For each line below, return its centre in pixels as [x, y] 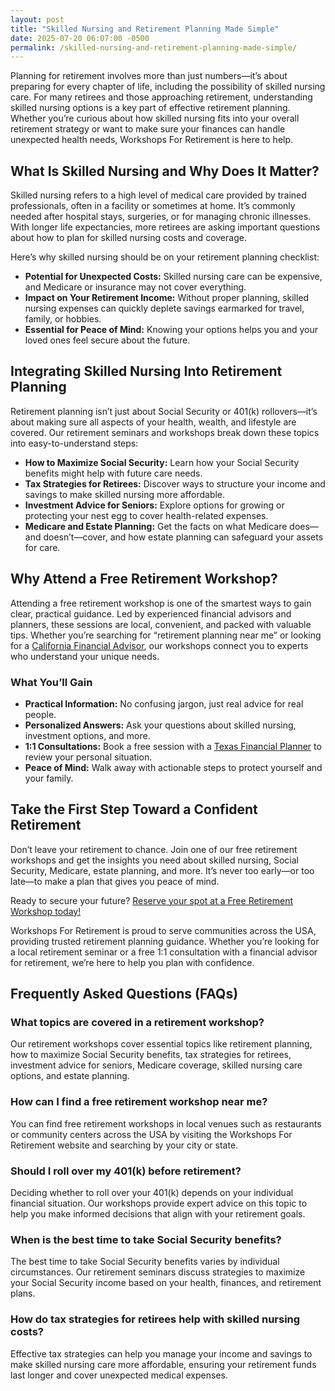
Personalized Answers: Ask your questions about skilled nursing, [160, 725]
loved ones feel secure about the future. [107, 340]
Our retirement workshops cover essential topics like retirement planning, [161, 1044]
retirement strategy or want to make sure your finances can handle [148, 129]
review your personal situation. [88, 757]
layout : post [37, 19]
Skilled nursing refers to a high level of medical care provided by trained [158, 195]
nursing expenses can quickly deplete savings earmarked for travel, [164, 308]
